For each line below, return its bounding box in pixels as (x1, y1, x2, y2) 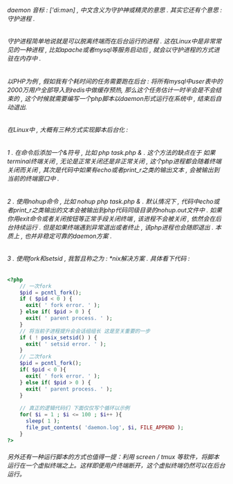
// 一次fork (19, 283, 52, 290)
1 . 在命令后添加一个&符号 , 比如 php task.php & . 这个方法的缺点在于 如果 (7, 149, 216, 157)
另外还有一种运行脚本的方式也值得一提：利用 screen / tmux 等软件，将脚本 (7, 453, 220, 461)
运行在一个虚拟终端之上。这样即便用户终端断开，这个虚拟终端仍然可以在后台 (7, 461, 225, 469)
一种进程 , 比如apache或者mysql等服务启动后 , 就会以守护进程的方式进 (19, 46, 220, 54)
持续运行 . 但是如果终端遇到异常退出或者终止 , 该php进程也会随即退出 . (12, 223, 214, 231)
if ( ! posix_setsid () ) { (19, 334, 97, 341)
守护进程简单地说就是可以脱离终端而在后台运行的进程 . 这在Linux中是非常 (7, 37, 216, 46)
